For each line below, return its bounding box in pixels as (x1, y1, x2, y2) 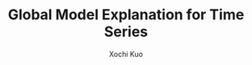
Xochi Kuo (108, 49, 144, 59)
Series (103, 22, 149, 41)
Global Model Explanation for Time (7, 6, 245, 24)
